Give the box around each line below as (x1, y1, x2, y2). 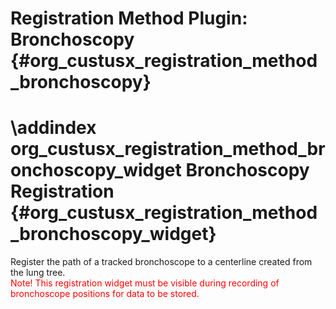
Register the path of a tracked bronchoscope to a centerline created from (10, 256, 313, 268)
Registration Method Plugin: (10, 7, 248, 30)
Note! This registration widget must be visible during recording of (10, 277, 280, 289)
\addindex (10, 117, 97, 139)
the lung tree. (10, 267, 66, 279)
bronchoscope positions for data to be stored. (10, 288, 200, 300)
